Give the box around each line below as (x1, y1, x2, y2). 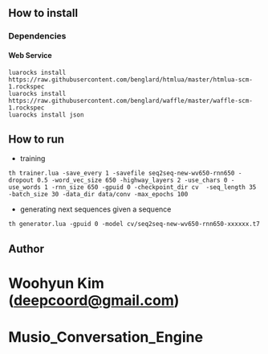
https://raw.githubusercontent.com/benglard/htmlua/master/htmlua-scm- (8, 76, 253, 84)
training (19, 154, 46, 163)
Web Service (8, 50, 52, 60)
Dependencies (8, 31, 67, 42)
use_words (8, 183, 42, 191)
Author (8, 241, 44, 256)
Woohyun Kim (8, 274, 104, 292)
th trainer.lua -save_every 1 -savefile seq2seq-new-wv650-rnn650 (8, 169, 235, 178)
